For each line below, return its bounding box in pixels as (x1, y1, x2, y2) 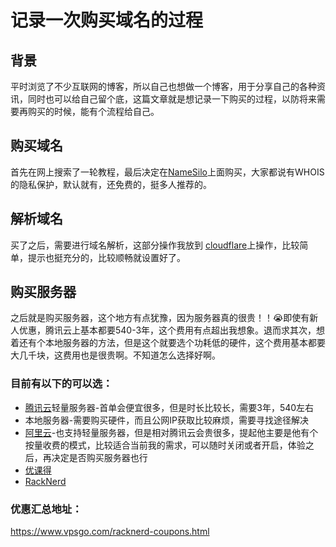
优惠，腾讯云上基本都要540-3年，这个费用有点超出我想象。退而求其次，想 (18, 324, 326, 336)
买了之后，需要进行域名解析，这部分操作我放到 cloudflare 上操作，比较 (10, 239, 300, 251)
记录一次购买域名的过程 (10, 9, 204, 32)
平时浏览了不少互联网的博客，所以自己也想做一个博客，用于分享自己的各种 (10, 81, 317, 92)
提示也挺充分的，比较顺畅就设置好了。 (27, 251, 186, 263)
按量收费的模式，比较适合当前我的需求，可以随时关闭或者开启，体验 (24, 439, 306, 451)
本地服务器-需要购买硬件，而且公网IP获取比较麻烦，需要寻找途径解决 (24, 414, 309, 426)
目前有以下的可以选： (10, 377, 113, 391)
